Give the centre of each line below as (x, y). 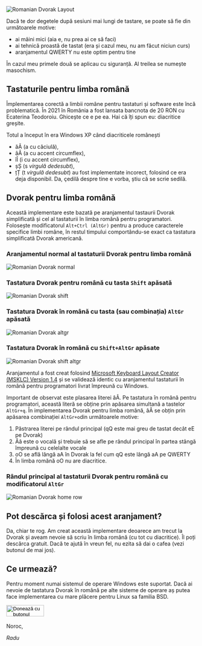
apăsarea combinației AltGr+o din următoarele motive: (73, 417)
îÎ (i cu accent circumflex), (47, 159)
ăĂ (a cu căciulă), (37, 147)
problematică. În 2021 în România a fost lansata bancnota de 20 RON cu (96, 110)
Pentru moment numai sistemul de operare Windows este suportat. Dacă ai (99, 584)
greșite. (16, 123)
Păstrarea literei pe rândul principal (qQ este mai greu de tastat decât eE (105, 428)
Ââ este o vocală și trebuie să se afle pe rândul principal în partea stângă (105, 441)
